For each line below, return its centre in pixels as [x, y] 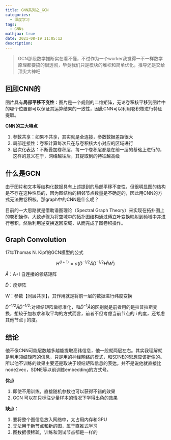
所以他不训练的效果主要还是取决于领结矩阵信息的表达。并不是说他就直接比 [83, 363]
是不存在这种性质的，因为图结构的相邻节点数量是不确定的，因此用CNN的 [82, 193]
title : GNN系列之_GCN [27, 10]
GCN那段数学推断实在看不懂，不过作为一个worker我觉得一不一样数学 [90, 58]
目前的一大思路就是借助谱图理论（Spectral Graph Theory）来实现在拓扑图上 [85, 211]
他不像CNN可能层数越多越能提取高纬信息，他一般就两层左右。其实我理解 [82, 351]
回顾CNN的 [23, 89]
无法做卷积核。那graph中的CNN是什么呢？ [54, 199]
